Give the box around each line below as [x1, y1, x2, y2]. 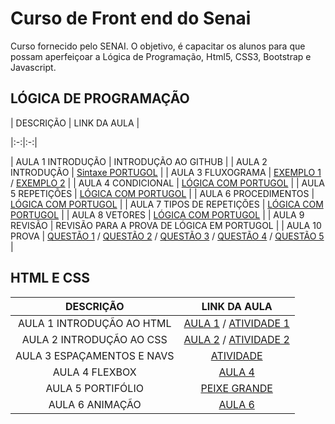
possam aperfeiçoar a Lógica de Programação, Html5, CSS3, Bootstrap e [10, 50, 312, 62]
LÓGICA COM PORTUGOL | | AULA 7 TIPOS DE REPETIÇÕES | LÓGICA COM [10, 198, 324, 210]
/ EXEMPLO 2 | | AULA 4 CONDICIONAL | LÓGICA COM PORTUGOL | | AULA [10, 177, 325, 189]
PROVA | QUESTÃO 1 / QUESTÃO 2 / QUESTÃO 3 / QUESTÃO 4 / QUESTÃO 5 [10, 230, 325, 242]
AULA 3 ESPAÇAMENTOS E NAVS [15, 348, 175, 362]
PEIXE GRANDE [200, 381, 273, 395]
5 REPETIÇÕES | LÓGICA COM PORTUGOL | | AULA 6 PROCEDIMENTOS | [10, 187, 315, 199]
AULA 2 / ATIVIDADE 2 [183, 332, 290, 346]
